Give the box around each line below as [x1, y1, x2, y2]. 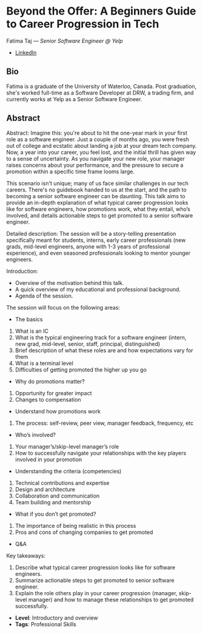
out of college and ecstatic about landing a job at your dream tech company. [6, 142, 197, 149]
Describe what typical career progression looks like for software [15, 564, 176, 571]
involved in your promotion [15, 456, 82, 463]
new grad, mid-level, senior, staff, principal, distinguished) [15, 340, 161, 347]
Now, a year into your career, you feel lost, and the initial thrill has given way [6, 148, 196, 156]
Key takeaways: [6, 552, 45, 559]
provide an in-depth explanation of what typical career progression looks [6, 199, 188, 206]
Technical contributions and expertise [15, 479, 110, 486]
